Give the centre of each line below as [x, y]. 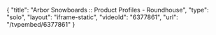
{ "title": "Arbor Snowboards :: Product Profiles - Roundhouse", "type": [108, 10]
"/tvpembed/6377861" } [41, 24]
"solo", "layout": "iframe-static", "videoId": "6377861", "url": [93, 17]
